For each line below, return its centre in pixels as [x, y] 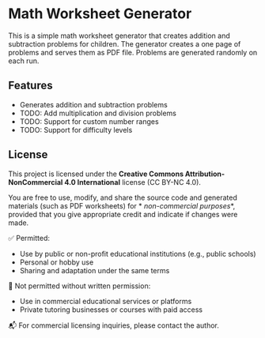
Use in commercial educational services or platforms [106, 301]
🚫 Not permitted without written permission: [79, 286]
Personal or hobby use [57, 262]
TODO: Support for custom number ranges [89, 121]
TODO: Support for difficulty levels [76, 130]
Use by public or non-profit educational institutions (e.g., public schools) [138, 253]
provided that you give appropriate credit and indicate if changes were [123, 214]
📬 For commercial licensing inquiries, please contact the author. [114, 325]
